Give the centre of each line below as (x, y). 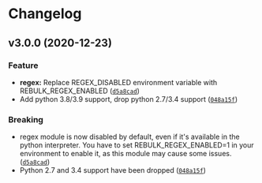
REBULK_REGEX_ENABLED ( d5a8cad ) (80, 91)
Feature (23, 65)
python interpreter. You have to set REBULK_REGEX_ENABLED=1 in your (137, 145)
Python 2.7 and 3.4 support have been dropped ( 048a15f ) (113, 170)
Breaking (26, 119)
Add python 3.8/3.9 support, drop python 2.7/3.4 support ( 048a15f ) (129, 99)
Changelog (45, 14)
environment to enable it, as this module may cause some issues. (125, 154)
